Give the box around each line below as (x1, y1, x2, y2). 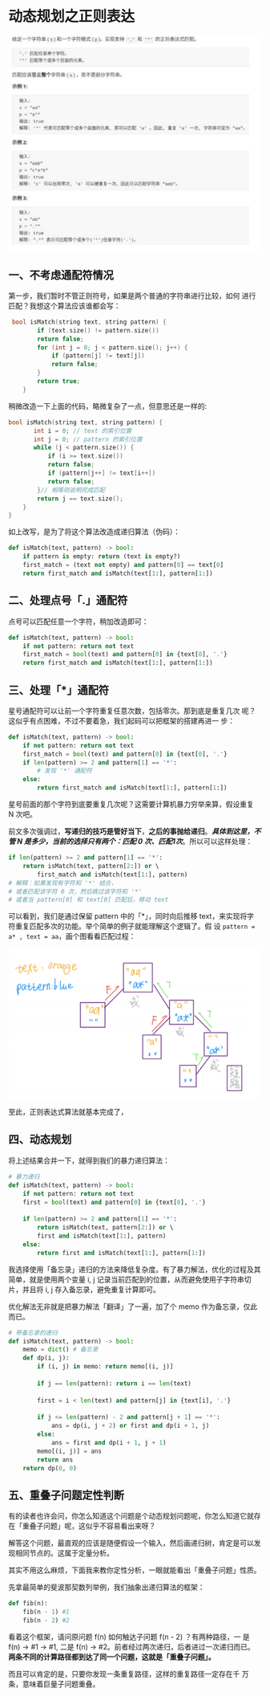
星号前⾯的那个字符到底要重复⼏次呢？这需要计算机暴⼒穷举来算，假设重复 (8, 800, 254, 809)
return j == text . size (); (37, 495, 124, 503)
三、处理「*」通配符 (8, 683, 110, 697)
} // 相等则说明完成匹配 (37, 486, 106, 494)
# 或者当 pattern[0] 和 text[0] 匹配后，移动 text (8, 896, 169, 904)
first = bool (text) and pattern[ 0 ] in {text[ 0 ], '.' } (22, 1198, 206, 1206)
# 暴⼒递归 (8, 1172, 40, 1180)
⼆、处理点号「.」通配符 (8, 593, 128, 607)
